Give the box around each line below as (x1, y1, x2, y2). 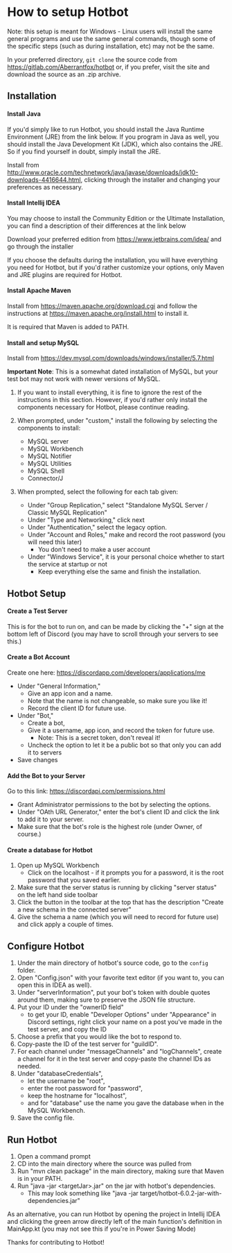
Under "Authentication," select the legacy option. (27, 523, 168, 532)
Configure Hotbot (7, 940, 84, 952)
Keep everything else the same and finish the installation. (37, 567, 202, 576)
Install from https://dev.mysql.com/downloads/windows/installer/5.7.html (7, 354, 215, 362)
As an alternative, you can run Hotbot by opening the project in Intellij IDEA (7, 1209, 220, 1218)
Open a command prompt (17, 1152, 91, 1160)
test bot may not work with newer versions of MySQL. (7, 375, 161, 383)
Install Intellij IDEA (7, 199, 61, 207)
